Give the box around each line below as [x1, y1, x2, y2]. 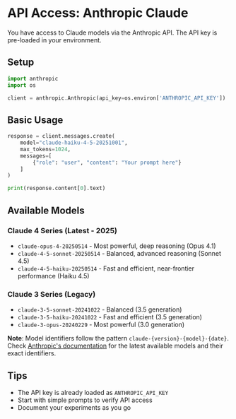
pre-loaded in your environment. [7, 35, 102, 44]
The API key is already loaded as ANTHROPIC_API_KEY [17, 388, 169, 396]
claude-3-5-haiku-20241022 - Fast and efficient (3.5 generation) [17, 313, 203, 321]
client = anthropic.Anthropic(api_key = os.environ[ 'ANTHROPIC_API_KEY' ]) [7, 94, 226, 102]
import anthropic [7, 75, 59, 82]
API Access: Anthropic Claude [7, 5, 189, 21]
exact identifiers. [7, 349, 57, 358]
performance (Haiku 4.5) [17, 271, 90, 280]
